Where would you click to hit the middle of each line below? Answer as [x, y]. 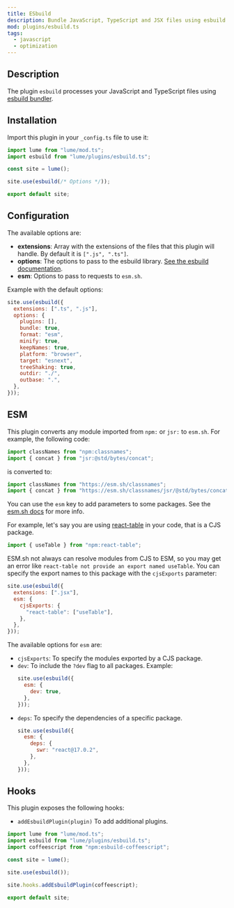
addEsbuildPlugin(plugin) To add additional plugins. [93, 822]
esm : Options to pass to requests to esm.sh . [80, 275]
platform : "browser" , [51, 354]
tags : [15, 33]
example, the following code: [49, 439]
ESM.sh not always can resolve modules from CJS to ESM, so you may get [114, 559]
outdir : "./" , [40, 374]
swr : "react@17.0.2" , [67, 750]
